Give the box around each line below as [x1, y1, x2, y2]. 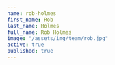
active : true [7, 41, 44, 48]
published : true [7, 48, 53, 55]
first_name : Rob [7, 16, 53, 23]
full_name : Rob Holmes [7, 28, 72, 36]
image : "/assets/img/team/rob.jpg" [7, 35, 109, 42]
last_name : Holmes [7, 22, 60, 29]
